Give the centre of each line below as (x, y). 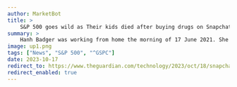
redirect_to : (26, 66)
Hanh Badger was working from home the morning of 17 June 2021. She (124, 40)
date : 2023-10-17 (33, 60)
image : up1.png (30, 46)
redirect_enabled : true (42, 72)
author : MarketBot (34, 14)
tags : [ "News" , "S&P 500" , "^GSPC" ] (61, 53)
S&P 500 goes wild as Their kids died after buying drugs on (111, 27)
